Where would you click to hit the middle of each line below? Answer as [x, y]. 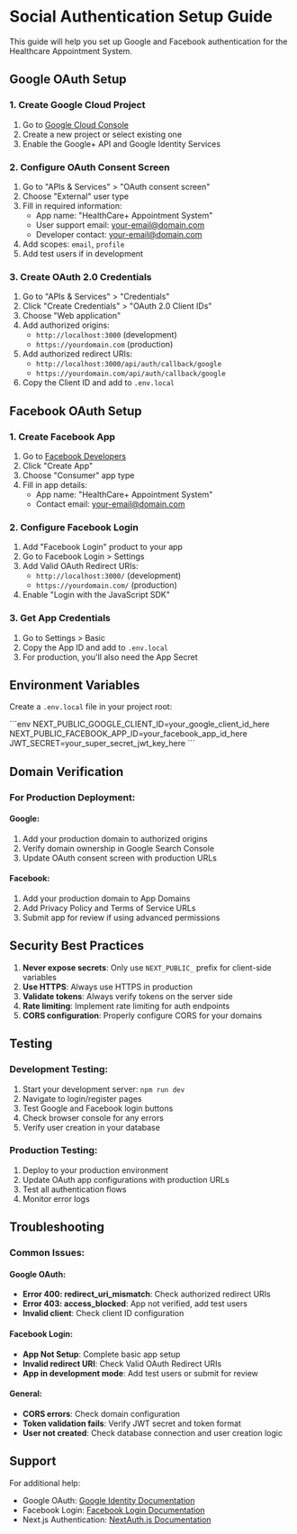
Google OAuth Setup [68, 80]
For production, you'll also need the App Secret [110, 657]
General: [26, 1394]
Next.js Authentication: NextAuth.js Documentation [117, 1520]
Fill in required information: [72, 205]
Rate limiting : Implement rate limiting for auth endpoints [126, 1006]
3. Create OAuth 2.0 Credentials [81, 276]
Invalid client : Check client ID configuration [103, 1313]
